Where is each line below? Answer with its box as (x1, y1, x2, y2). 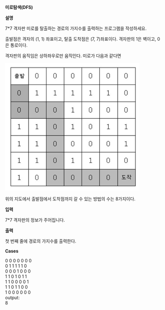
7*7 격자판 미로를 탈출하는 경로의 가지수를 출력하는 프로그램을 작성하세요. (5, 25, 147, 31)
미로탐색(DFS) (5, 4, 33, 10)
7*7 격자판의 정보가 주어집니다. (5, 217, 65, 223)
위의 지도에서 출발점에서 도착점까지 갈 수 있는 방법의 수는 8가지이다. (5, 196, 136, 202)
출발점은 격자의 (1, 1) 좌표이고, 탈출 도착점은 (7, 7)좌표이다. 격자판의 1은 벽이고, (5, 36, 157, 42)
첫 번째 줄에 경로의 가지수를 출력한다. (5, 238, 77, 244)
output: (5, 295, 20, 301)
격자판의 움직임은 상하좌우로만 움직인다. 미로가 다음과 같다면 (5, 53, 122, 59)
